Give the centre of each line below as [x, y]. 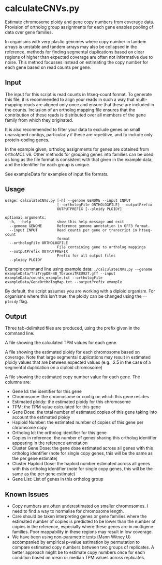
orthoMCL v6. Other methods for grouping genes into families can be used [79, 154]
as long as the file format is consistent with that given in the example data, [79, 159]
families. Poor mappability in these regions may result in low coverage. [82, 532]
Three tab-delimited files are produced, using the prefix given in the [73, 328]
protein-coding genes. [27, 140]
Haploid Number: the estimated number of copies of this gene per [78, 422]
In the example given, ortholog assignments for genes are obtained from [77, 149]
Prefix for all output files [86, 256]
